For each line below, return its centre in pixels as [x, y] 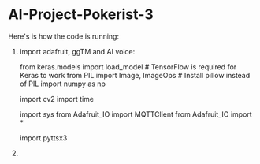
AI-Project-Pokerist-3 [81, 15]
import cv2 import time [57, 99]
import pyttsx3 [43, 138]
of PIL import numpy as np [63, 84]
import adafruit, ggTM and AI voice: [77, 51]
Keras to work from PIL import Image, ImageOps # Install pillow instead [135, 75]
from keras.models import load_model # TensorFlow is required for [128, 67]
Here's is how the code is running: [64, 36]
